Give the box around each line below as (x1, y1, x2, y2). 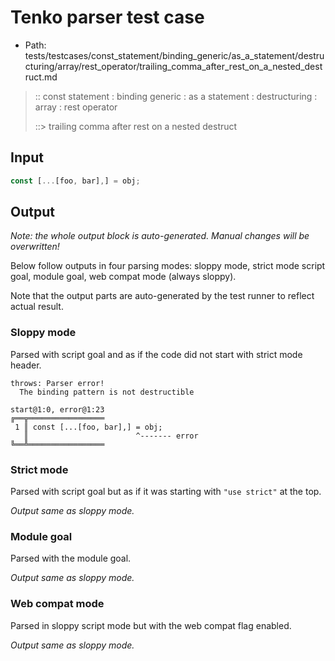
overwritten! (10, 241, 60, 253)
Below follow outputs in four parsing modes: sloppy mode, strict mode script (10, 260, 326, 272)
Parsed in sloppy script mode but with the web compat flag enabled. (10, 619, 292, 631)
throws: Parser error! (10, 378, 105, 388)
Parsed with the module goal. (10, 552, 132, 565)
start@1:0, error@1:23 (10, 404, 105, 415)
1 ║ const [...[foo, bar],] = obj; (14, 422, 163, 432)
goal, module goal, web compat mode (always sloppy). (10, 271, 237, 283)
